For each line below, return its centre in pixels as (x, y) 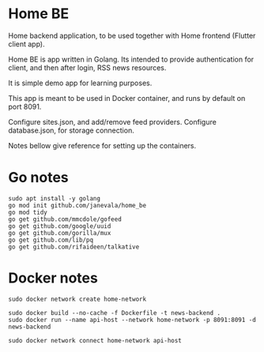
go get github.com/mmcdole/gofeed (65, 219)
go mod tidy (28, 212)
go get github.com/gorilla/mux (60, 233)
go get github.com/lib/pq (51, 240)
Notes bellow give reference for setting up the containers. (102, 145)
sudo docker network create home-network (77, 299)
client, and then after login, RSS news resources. (87, 67)
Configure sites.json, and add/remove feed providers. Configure (113, 122)
